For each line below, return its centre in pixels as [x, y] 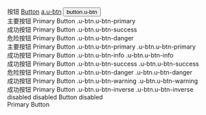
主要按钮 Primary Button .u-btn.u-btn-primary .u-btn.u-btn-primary [102, 47]
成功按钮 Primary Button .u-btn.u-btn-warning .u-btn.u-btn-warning [103, 81]
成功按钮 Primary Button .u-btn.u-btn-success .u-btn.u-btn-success [103, 64]
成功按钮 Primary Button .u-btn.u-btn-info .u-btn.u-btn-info [90, 55]
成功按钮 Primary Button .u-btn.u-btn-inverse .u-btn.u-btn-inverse [100, 89]
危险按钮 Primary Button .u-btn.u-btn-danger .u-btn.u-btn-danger [100, 72]
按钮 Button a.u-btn [34, 12]
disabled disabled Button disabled [55, 97]
